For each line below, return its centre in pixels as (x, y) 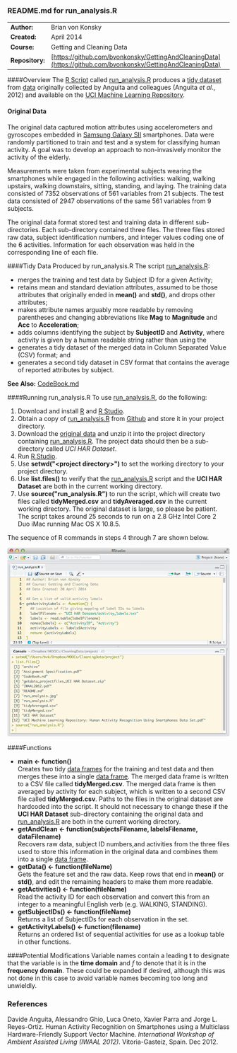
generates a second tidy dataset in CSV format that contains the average (123, 362)
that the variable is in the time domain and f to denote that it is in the (107, 963)
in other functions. (44, 942)
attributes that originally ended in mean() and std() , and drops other (116, 294)
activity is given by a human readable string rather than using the (112, 340)
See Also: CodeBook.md (43, 384)
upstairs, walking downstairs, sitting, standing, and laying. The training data (117, 185)
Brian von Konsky (77, 28)
